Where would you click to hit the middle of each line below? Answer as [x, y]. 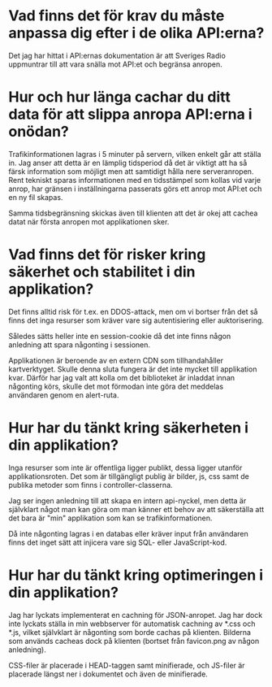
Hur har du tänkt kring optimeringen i [136, 575]
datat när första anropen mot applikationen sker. [89, 221]
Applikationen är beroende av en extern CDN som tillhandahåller [116, 360]
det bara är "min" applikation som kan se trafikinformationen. [110, 518]
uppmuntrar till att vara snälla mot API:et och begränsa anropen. [116, 64]
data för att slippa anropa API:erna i [131, 114]
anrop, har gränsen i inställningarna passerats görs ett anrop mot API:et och [135, 189]
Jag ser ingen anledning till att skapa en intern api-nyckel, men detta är [127, 500]
